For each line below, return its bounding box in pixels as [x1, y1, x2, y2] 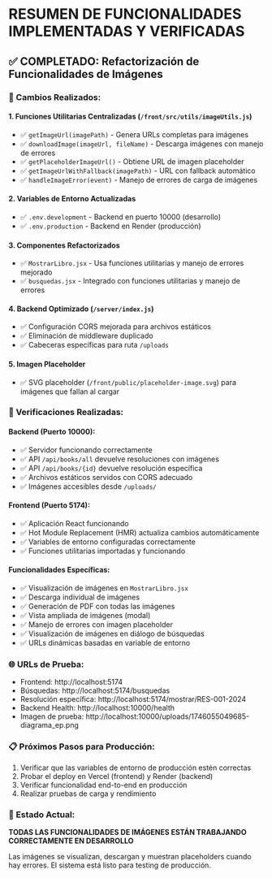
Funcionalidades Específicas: [8, 565, 110, 575]
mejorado [19, 267, 53, 277]
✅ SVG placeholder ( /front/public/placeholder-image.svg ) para [19, 377, 237, 387]
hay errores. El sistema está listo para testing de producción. [8, 860, 211, 870]
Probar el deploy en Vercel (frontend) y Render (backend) [19, 771, 214, 781]
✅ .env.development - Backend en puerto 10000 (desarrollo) [19, 212, 222, 222]
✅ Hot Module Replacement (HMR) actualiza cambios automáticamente [19, 527, 260, 537]
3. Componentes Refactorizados [8, 240, 120, 250]
